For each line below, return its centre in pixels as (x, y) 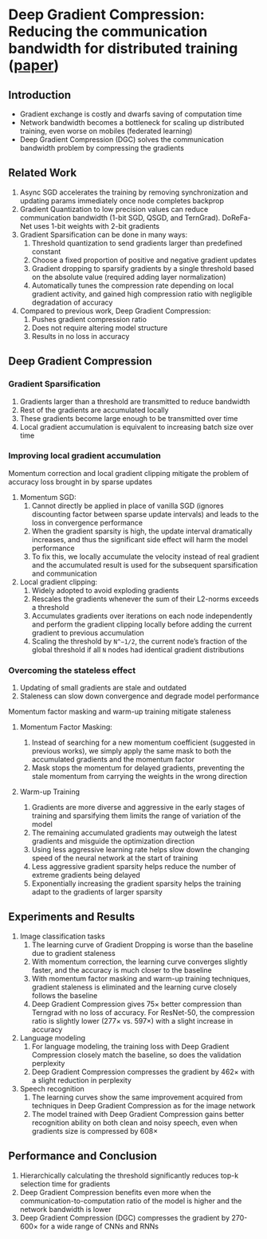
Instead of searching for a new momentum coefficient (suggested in (143, 742)
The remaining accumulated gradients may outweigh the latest (134, 833)
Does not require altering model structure (100, 328)
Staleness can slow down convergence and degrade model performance (139, 696)
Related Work (43, 173)
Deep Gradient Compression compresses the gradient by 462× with (143, 1072)
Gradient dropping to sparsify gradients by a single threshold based (143, 268)
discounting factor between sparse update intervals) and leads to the (145, 514)
